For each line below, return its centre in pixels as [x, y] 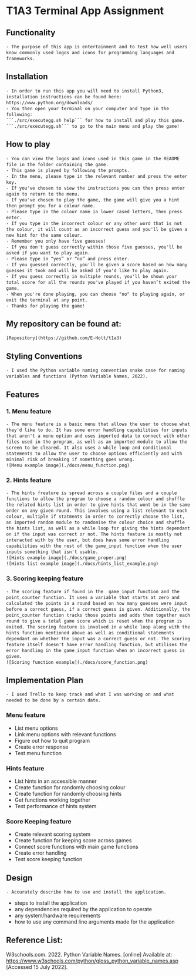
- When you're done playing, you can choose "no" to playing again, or [95, 294]
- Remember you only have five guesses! [56, 241]
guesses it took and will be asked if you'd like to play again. [87, 270]
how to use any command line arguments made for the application [94, 922]
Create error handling [40, 853]
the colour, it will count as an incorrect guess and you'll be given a [97, 229]
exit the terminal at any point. [47, 300]
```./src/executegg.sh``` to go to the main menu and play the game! [93, 126]
